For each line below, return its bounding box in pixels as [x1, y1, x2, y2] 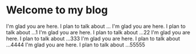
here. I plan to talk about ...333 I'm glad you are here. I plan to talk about [6, 35, 180, 42]
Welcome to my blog [6, 3, 108, 17]
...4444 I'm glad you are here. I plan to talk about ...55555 [6, 41, 146, 48]
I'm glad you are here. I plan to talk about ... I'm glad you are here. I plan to [6, 23, 186, 30]
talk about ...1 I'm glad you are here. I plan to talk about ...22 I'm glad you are [6, 28, 191, 35]
